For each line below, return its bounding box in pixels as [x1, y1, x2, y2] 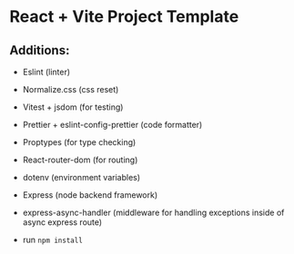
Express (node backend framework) [22, 190, 158, 200]
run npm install [22, 234, 84, 245]
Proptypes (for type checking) [22, 137, 137, 147]
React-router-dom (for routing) [22, 154, 138, 165]
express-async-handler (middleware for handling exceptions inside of [22, 207, 285, 218]
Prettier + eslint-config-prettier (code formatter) [22, 120, 203, 130]
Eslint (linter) [22, 66, 71, 77]
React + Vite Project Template [9, 6, 239, 27]
